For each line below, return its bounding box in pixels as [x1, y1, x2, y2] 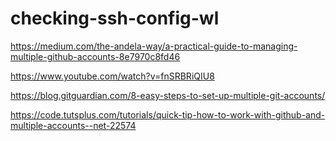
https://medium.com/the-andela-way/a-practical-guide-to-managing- [10, 40, 298, 52]
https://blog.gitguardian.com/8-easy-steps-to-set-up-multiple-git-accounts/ [10, 89, 326, 101]
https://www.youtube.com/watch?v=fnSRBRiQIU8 [10, 70, 215, 82]
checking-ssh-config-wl [10, 7, 220, 30]
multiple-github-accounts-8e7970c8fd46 [10, 50, 181, 62]
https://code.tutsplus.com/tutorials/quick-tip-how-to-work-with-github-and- [10, 108, 326, 121]
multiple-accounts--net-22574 [10, 119, 137, 131]
